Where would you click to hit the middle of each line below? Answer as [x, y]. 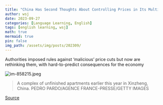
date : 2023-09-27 [23, 18]
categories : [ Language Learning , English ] [49, 23]
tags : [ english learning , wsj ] [37, 28]
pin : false [16, 41]
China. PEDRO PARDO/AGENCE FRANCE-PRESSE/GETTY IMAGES [83, 88]
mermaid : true [19, 37]
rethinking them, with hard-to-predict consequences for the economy [74, 64]
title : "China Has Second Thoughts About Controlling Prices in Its [76, 9]
